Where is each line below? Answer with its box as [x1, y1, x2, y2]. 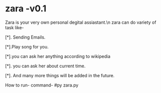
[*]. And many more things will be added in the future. [5, 72, 115, 78]
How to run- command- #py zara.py [5, 82, 79, 88]
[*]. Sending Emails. [5, 34, 46, 40]
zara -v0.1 [5, 3, 47, 14]
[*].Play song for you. [5, 44, 49, 49]
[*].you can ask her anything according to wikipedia [5, 53, 111, 59]
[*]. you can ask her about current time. [5, 63, 85, 69]
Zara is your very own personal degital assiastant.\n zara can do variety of [5, 19, 157, 25]
